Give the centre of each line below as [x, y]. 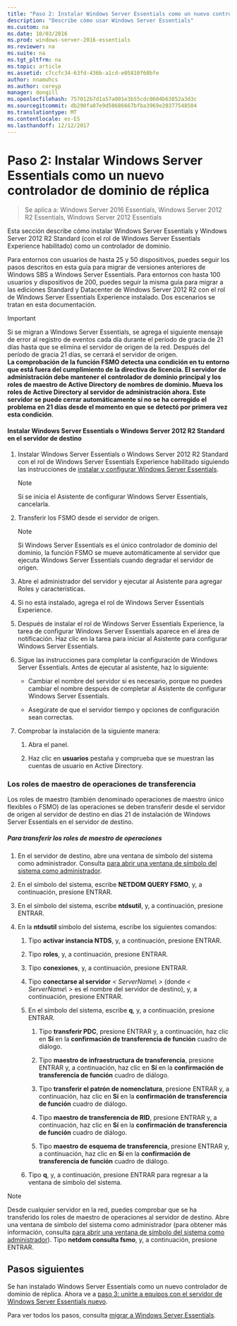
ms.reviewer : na [31, 47]
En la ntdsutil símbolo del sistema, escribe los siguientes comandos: [117, 926]
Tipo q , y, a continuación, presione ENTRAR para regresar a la [118, 1175]
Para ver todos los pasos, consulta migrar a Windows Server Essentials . [112, 1315]
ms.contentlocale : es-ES [44, 119]
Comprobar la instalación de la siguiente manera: [89, 731]
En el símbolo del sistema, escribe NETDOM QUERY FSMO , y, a [110, 884]
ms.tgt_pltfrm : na [34, 60]
